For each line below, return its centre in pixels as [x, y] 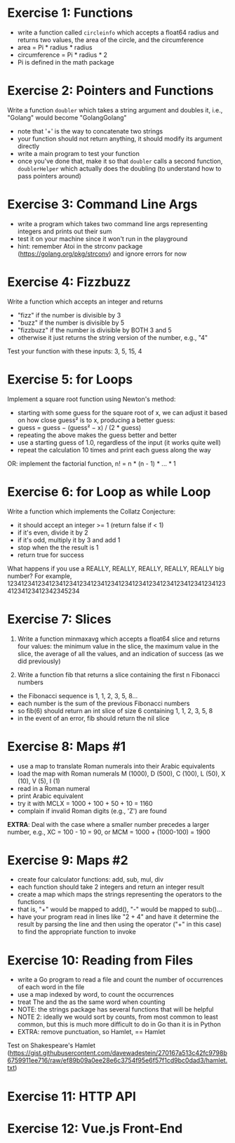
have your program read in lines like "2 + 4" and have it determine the [118, 917]
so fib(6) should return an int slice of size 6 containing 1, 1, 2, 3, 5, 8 [115, 710]
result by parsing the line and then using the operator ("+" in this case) [120, 925]
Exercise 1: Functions [70, 13]
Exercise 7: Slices [59, 619]
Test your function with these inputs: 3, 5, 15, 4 [75, 351]
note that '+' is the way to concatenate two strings [90, 131]
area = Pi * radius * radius [55, 47]
